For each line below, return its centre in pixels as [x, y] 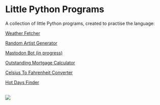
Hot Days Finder [22, 82]
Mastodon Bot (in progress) [34, 53]
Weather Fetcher [23, 33]
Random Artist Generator [31, 43]
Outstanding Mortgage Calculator [40, 62]
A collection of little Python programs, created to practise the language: [80, 23]
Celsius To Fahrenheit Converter [39, 73]
